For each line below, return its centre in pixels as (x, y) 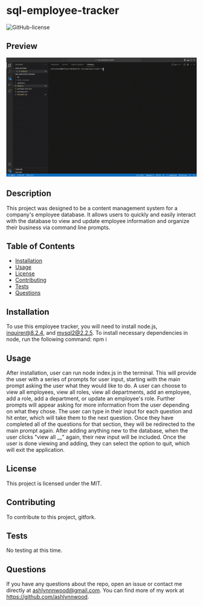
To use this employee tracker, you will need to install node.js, (82, 326)
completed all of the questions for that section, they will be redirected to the (101, 424)
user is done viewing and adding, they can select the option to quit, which (98, 443)
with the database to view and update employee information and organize (98, 221)
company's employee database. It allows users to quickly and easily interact (101, 214)
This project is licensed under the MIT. (54, 483)
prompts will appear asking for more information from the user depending (98, 405)
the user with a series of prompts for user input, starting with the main (93, 379)
